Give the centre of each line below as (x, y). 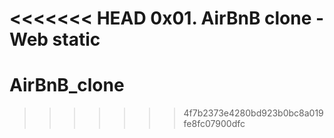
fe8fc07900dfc (214, 124)
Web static (55, 39)
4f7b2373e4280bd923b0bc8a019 (253, 113)
